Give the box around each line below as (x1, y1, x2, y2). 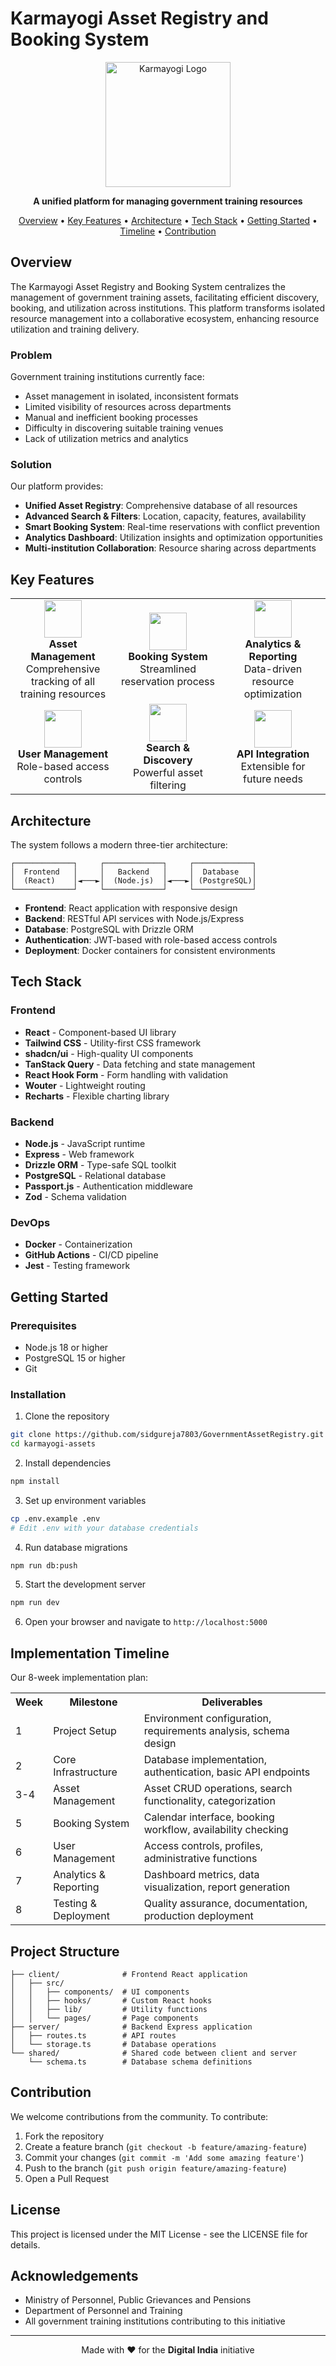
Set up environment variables (24, 1494, 147, 1506)
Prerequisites (10, 1318, 77, 1332)
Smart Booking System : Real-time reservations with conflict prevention (24, 521, 320, 533)
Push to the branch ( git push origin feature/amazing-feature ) (24, 2162, 287, 2174)
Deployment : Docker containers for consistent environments (24, 944, 276, 956)
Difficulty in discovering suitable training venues (24, 422, 224, 434)
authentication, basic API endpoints (143, 1765, 311, 1779)
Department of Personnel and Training (24, 2305, 183, 2317)
